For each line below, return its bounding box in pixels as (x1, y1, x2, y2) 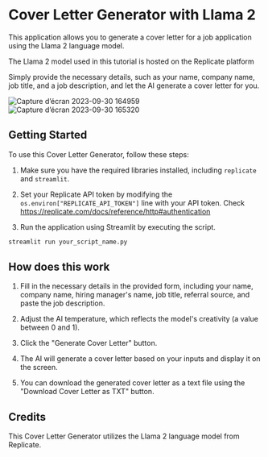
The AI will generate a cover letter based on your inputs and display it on (19, 354, 261, 364)
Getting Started (8, 128, 88, 142)
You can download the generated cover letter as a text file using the (19, 378, 245, 388)
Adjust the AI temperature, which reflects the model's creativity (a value (19, 314, 259, 324)
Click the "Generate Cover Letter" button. (19, 339, 158, 348)
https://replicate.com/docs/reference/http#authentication (19, 206, 211, 216)
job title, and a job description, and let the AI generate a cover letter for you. (8, 81, 260, 90)
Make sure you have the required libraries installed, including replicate (19, 165, 257, 175)
